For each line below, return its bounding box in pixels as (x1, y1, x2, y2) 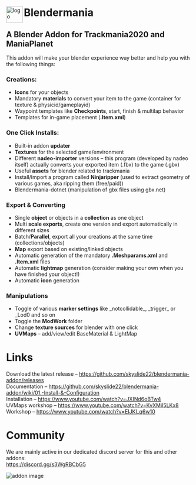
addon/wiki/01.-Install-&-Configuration (6, 389, 100, 396)
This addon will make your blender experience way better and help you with (6, 54, 190, 61)
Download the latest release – (6, 370, 78, 377)
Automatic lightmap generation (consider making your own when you (14, 264, 184, 271)
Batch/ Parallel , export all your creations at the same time (14, 233, 153, 240)
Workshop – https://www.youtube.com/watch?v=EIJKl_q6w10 (6, 408, 156, 415)
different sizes (14, 226, 50, 233)
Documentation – (6, 383, 48, 390)
